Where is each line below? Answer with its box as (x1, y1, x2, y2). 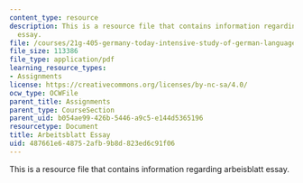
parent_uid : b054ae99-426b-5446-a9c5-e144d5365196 (9, 114, 204, 123)
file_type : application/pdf (9, 55, 115, 64)
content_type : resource (9, 13, 99, 23)
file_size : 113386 (9, 47, 78, 56)
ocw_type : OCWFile (9, 88, 78, 97)
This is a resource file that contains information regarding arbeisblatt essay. (9, 163, 290, 174)
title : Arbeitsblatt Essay (9, 131, 111, 140)
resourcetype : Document (9, 123, 99, 132)
